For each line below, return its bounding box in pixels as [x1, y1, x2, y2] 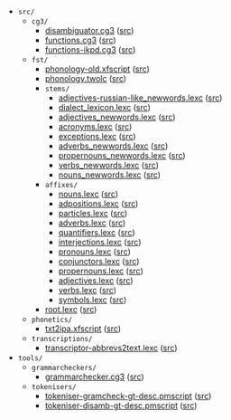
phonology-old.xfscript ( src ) [44, 63, 151, 74]
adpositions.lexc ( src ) [58, 198, 139, 209]
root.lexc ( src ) [44, 304, 97, 314]
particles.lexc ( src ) [58, 208, 128, 218]
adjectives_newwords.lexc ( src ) [58, 111, 176, 122]
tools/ [17, 354, 43, 363]
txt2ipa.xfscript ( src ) [44, 323, 122, 334]
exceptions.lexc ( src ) [58, 131, 137, 141]
